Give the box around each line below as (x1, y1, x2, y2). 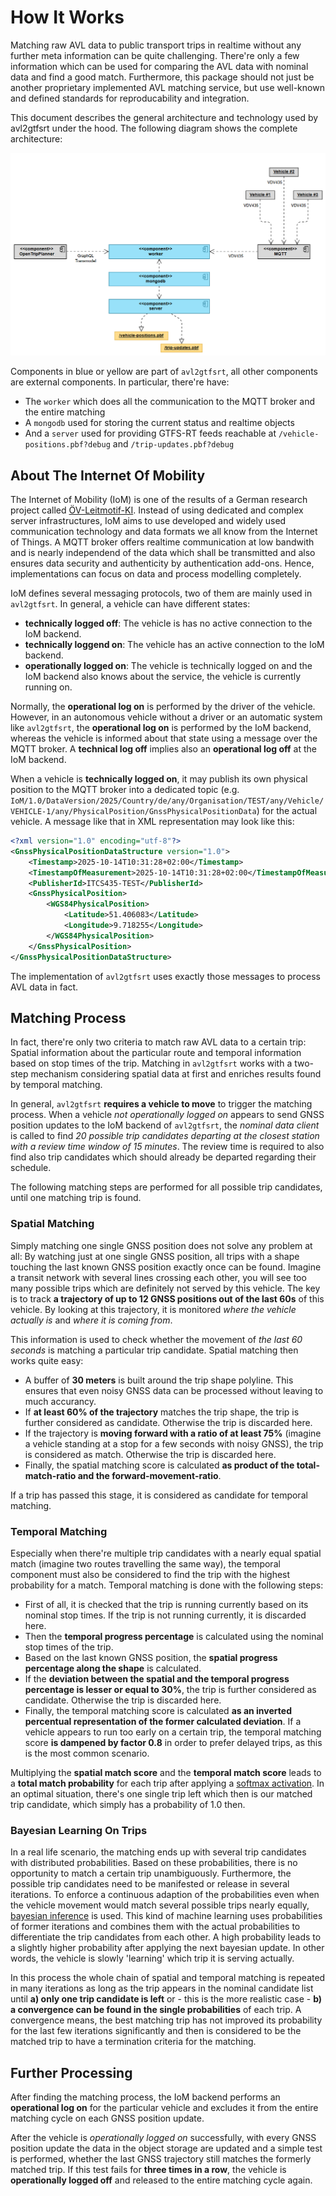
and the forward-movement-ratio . (77, 1469, 222, 1481)
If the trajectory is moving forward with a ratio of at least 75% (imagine (24, 1427, 322, 1439)
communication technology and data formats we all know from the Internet (10, 526, 318, 538)
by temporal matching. (10, 1079, 103, 1091)
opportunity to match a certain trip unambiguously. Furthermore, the (10, 1867, 292, 1880)
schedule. (10, 1162, 52, 1174)
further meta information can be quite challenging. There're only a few (10, 49, 300, 61)
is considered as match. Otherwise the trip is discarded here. (24, 1448, 277, 1460)
